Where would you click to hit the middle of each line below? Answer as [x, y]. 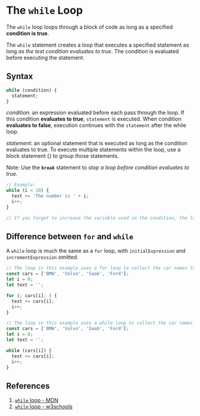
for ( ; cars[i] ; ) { [32, 296]
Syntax [20, 76]
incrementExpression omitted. [42, 257]
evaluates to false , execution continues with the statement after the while [96, 126]
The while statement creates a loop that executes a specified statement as [98, 45]
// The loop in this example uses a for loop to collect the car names [97, 268]
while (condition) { [32, 90]
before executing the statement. [46, 57]
